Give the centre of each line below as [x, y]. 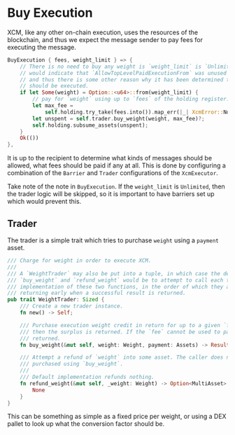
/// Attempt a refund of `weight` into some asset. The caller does [122, 358]
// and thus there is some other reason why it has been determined [122, 80]
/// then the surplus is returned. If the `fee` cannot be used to [120, 332]
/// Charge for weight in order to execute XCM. [79, 261]
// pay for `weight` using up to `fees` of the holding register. [131, 99]
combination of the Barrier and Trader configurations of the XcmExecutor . [113, 173]
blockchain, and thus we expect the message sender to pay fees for [105, 39]
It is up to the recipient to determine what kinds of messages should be [109, 158]
